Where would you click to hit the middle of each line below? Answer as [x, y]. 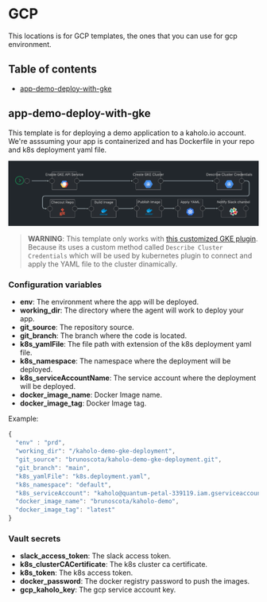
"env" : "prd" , [41, 443]
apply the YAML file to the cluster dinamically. [103, 264]
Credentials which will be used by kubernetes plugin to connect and [140, 256]
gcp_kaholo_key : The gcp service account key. [98, 590]
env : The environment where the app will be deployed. [109, 302]
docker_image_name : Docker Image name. [91, 395]
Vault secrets [35, 538]
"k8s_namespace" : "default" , [64, 485]
